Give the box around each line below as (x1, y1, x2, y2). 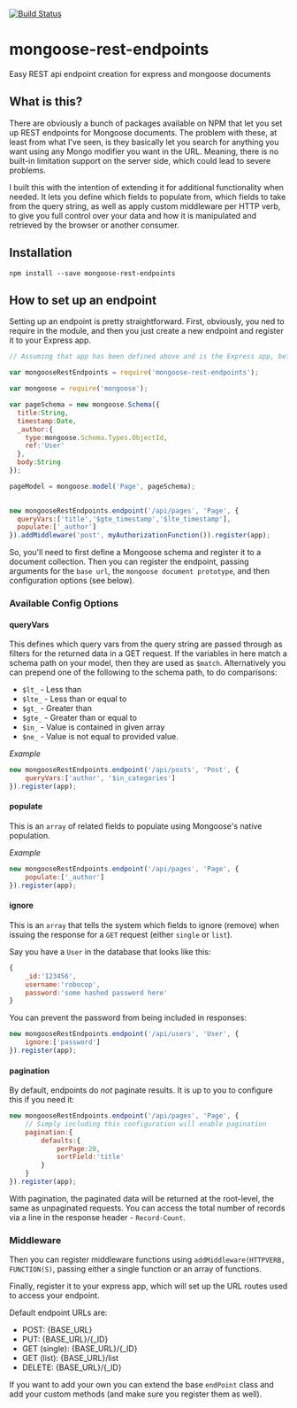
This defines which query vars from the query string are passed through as (9, 638, 283, 650)
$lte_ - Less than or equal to (21, 693, 127, 704)
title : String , (17, 408, 69, 417)
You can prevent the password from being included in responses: (9, 1012, 247, 1023)
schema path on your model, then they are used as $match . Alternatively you (9, 658, 286, 669)
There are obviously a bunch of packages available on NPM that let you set (9, 118, 283, 128)
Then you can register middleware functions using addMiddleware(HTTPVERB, (9, 1254, 286, 1265)
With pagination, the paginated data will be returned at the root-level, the (9, 1193, 274, 1203)
